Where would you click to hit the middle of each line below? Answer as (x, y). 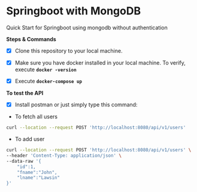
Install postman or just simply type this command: (76, 105)
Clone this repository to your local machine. (69, 51)
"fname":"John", (37, 172)
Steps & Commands (31, 39)
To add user (30, 139)
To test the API (25, 93)
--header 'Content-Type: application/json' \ (64, 156)
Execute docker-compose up (49, 81)
